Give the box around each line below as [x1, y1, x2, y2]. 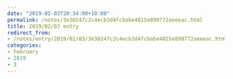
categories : [7, 42, 42, 49]
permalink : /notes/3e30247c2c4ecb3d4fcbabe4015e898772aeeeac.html [7, 16, 203, 23]
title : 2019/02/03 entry [7, 23, 79, 30]
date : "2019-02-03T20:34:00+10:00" [7, 10, 110, 17]
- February [7, 49, 39, 56]
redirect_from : [7, 29, 51, 36]
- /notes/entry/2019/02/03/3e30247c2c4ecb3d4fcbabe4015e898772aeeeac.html [7, 36, 228, 43]
